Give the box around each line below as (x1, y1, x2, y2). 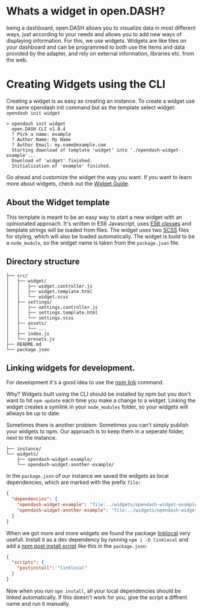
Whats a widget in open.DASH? (6, 4, 165, 18)
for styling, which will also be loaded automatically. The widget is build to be (6, 232, 195, 240)
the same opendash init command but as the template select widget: (6, 104, 176, 111)
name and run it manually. (6, 600, 70, 607)
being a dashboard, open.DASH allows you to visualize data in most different (6, 24, 196, 31)
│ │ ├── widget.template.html (6, 288, 93, 294)
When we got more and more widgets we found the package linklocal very (6, 529, 191, 536)
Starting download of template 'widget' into (11, 147, 128, 153)
